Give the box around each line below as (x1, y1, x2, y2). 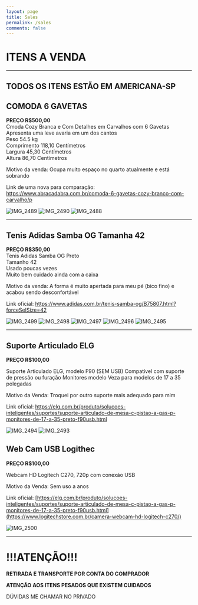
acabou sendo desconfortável (6, 289, 79, 296)
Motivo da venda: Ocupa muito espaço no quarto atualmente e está (6, 166, 170, 173)
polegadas (6, 380, 32, 387)
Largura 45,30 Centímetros (6, 148, 72, 155)
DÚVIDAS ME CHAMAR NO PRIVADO (6, 593, 96, 600)
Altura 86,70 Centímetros (6, 155, 67, 162)
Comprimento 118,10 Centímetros (6, 142, 86, 149)
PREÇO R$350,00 (6, 246, 51, 253)
